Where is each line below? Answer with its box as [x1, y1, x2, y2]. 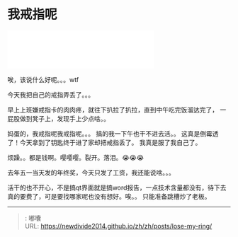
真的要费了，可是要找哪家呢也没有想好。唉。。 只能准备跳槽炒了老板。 [7, 192, 211, 200]
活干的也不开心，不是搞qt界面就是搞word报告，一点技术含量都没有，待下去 [7, 183, 227, 192]
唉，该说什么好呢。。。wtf [7, 75, 79, 83]
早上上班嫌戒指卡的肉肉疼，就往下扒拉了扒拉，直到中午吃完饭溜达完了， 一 [7, 105, 227, 114]
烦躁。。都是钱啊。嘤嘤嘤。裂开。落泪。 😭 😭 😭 [7, 153, 144, 161]
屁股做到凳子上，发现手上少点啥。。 [7, 114, 110, 122]
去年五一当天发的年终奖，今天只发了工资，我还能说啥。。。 [7, 168, 175, 177]
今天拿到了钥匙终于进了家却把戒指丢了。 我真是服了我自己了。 [19, 138, 202, 146]
